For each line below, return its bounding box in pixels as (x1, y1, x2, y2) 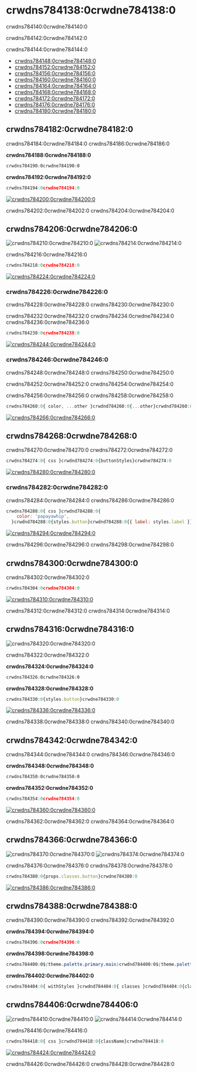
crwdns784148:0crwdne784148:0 (14, 57, 97, 64)
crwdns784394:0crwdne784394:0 (6, 928, 94, 935)
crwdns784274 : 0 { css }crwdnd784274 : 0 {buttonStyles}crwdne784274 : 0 (6, 458, 172, 464)
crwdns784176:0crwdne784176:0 (14, 101, 96, 108)
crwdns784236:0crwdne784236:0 (6, 319, 90, 326)
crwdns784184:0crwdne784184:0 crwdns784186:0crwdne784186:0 (6, 140, 170, 147)
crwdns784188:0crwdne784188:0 (6, 151, 91, 158)
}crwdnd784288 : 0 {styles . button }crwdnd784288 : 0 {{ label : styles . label (11, 519, 185, 525)
